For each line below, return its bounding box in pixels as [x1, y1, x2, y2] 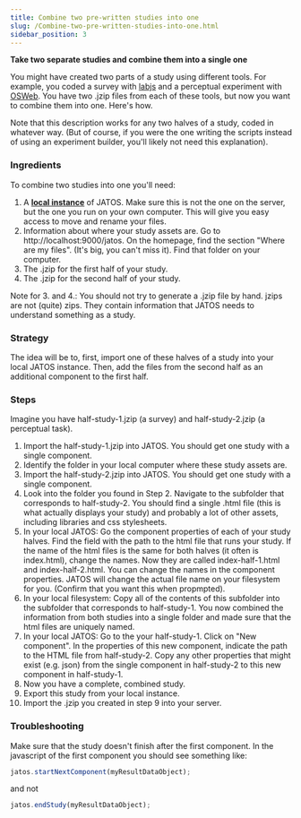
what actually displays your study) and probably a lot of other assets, [22, 507, 279, 518]
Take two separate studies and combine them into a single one [10, 55, 248, 65]
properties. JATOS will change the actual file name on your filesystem [22, 574, 280, 585]
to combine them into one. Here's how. [10, 100, 153, 111]
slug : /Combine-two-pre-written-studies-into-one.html [10, 22, 219, 30]
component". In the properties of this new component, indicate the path [22, 641, 288, 651]
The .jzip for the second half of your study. [22, 272, 182, 283]
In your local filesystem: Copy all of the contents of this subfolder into [22, 593, 280, 604]
